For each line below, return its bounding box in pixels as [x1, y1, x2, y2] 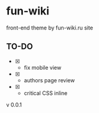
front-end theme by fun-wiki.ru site [6, 24, 94, 31]
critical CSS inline [23, 89, 68, 97]
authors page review [23, 76, 75, 84]
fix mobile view [23, 64, 62, 71]
